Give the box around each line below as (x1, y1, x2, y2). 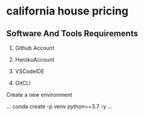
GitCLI (15, 80, 31, 86)
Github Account (15, 44, 54, 51)
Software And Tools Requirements (6, 28, 138, 39)
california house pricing (6, 4, 129, 18)
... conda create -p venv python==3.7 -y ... (6, 103, 113, 110)
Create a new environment (6, 91, 73, 98)
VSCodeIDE (15, 68, 45, 75)
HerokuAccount (15, 56, 54, 63)
